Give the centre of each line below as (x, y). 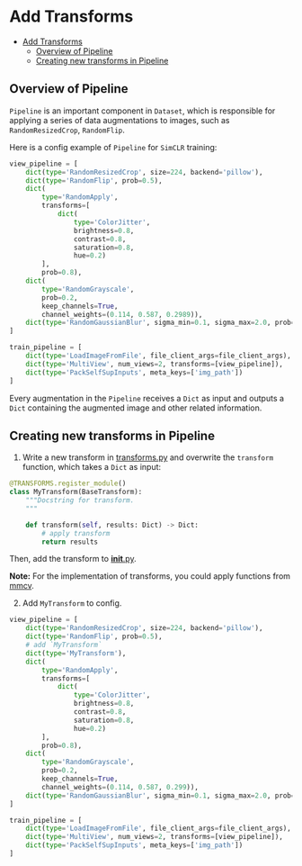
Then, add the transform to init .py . (73, 559)
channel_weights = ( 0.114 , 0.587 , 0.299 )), (120, 787)
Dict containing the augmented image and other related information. (136, 408)
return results (70, 542)
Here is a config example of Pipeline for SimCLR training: (113, 147)
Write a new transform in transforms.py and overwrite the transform (148, 457)
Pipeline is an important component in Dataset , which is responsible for (142, 111)
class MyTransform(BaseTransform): (76, 492)
